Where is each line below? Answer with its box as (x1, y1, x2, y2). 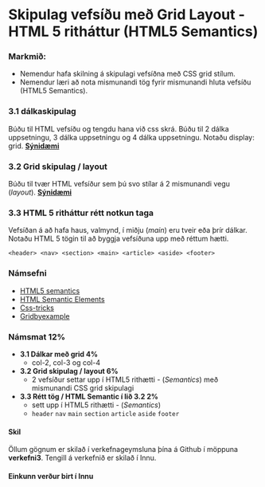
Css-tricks (19, 303, 54, 312)
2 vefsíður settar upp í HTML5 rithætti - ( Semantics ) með (31, 375, 219, 384)
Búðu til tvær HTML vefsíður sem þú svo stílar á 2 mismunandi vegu (8, 179, 231, 189)
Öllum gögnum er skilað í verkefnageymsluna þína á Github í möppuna (8, 445, 239, 454)
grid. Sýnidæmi (8, 141, 60, 151)
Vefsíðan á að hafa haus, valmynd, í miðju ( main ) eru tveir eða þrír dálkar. (8, 226, 248, 235)
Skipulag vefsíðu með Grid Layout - (8, 6, 245, 24)
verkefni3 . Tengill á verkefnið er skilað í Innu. (8, 453, 157, 463)
